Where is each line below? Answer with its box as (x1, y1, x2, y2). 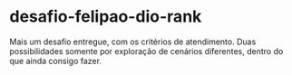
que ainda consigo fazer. (9, 55, 102, 66)
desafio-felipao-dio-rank (9, 6, 202, 27)
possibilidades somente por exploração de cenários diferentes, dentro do (9, 45, 284, 56)
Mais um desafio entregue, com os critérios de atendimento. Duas (9, 36, 257, 47)
